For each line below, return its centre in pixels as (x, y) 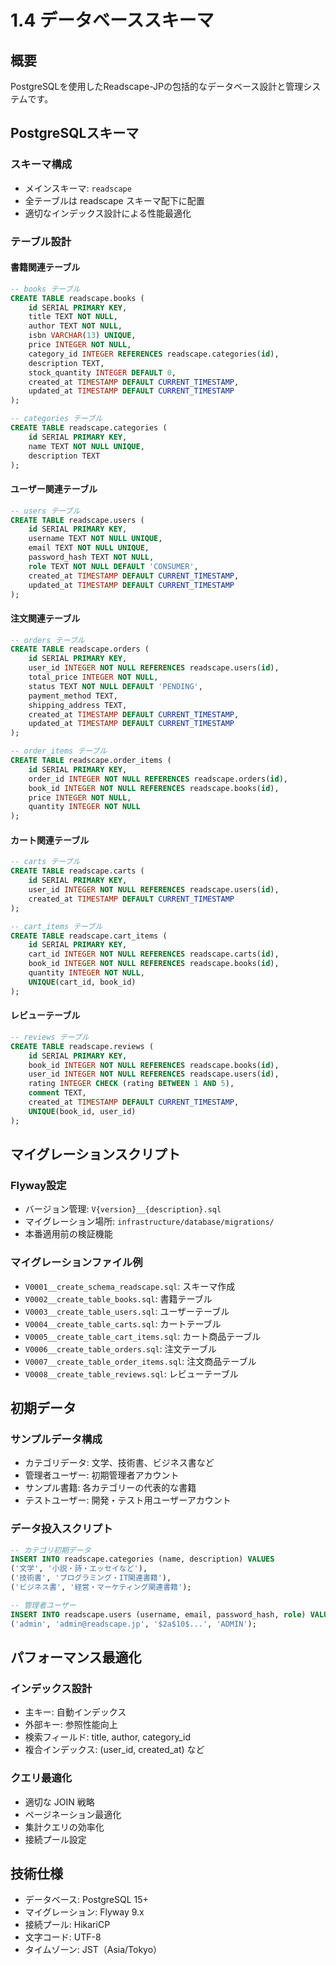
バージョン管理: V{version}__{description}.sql (123, 1209)
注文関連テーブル (45, 618)
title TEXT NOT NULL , (73, 317)
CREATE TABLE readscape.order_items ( (91, 761)
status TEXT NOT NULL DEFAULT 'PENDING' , (115, 686)
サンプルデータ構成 (56, 1439)
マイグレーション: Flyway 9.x (84, 1912)
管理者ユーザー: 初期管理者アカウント (102, 1475)
